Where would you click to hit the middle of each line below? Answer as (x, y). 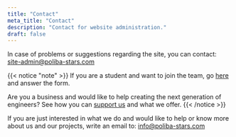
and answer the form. (39, 83)
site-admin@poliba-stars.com (51, 62)
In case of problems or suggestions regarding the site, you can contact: (112, 54)
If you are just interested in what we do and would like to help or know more (118, 118)
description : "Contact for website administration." (87, 27)
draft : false (27, 34)
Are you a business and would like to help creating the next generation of (114, 97)
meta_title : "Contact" (41, 21)
